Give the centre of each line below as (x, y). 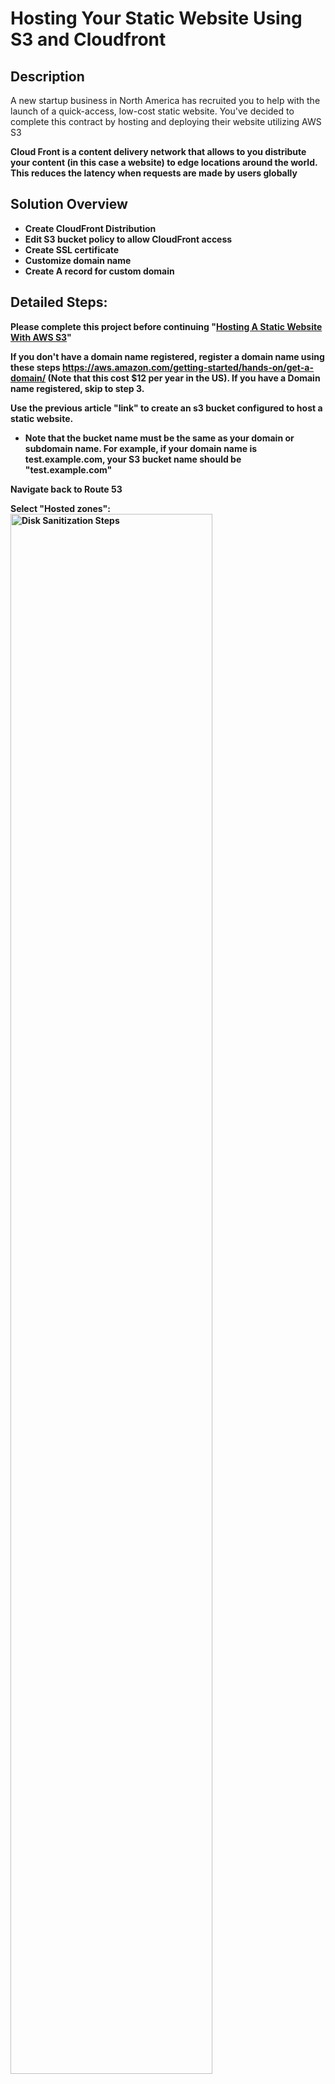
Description (47, 76)
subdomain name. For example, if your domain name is (141, 448)
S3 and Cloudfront (88, 39)
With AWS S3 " (41, 337)
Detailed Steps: (59, 302)
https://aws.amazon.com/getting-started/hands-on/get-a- (187, 367)
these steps (35, 367)
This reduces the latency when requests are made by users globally (154, 173)
